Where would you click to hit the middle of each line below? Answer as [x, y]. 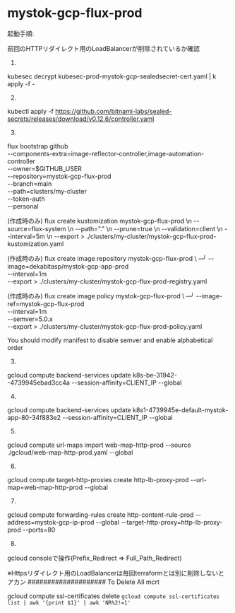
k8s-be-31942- [155, 375]
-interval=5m [26, 236]
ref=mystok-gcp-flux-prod [46, 304]
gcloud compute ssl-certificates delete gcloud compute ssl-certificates [114, 596]
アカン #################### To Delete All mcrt [84, 582]
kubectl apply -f [31, 111]
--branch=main [30, 183]
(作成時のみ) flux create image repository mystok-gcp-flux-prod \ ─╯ [107, 258]
